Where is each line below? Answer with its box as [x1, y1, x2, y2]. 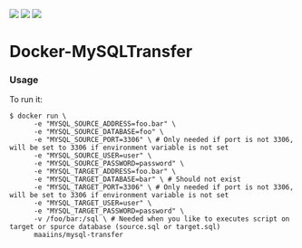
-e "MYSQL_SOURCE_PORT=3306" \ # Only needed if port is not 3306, [33, 136, 295, 145]
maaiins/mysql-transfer [33, 231, 124, 240]
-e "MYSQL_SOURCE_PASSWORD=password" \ [33, 159, 184, 168]
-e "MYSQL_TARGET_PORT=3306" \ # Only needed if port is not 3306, [33, 183, 295, 192]
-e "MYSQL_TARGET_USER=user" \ [33, 199, 152, 208]
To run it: [9, 94, 44, 105]
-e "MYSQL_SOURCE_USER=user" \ [33, 151, 152, 160]
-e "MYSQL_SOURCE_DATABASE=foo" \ [33, 128, 165, 137]
